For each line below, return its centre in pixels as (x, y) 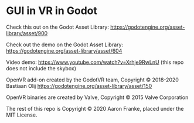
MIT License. (22, 115)
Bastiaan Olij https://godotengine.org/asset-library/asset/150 (79, 86)
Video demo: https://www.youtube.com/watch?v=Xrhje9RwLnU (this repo (95, 62)
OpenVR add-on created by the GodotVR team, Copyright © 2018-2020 (92, 80)
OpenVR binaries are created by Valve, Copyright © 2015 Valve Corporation (97, 97)
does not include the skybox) (41, 68)
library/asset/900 (27, 33)
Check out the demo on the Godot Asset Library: (65, 45)
